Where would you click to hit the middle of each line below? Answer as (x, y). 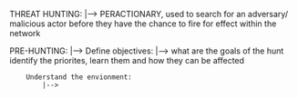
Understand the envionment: (79, 77)
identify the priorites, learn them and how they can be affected (127, 60)
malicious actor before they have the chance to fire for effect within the (143, 24)
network (25, 33)
